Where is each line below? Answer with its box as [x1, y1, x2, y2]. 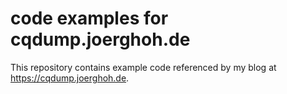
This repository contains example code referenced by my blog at [10, 61, 277, 73]
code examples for [10, 7, 169, 30]
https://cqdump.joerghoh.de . [10, 72, 130, 84]
